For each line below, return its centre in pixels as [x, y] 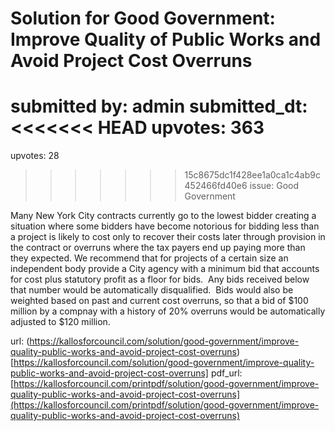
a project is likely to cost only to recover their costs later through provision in [168, 237]
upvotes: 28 [35, 156]
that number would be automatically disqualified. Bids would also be [152, 290]
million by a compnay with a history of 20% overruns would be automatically [168, 311]
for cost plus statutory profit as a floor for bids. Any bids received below [160, 279]
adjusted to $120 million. [60, 322]
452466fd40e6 [216, 186]
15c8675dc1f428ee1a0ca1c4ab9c [252, 175]
